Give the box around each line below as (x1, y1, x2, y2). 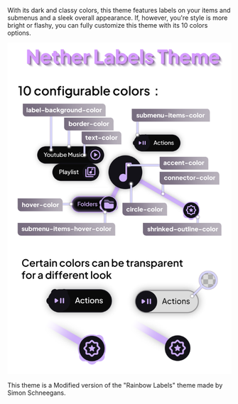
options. (7, 28, 32, 37)
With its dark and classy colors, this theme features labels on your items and (7, 6, 231, 14)
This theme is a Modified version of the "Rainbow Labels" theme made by (7, 381, 223, 389)
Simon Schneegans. (7, 388, 66, 397)
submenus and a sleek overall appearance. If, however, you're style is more (7, 13, 228, 22)
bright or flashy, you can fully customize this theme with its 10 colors (7, 21, 208, 29)
